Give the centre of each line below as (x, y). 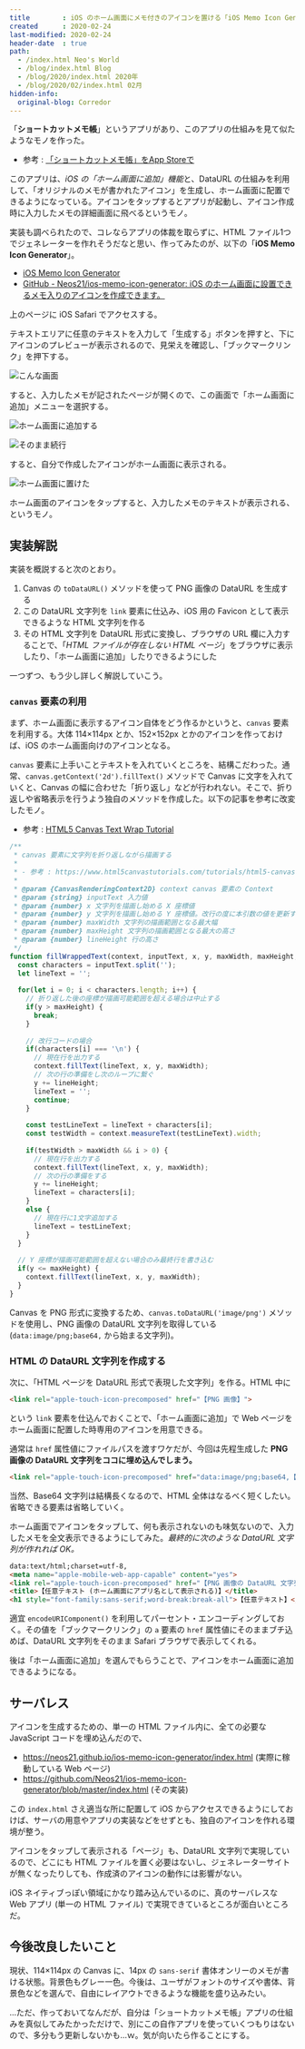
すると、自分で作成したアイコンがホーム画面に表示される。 (120, 465)
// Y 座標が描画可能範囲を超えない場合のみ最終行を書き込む (116, 1260)
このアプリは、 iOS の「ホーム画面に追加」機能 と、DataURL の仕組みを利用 (150, 179)
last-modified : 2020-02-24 (60, 34)
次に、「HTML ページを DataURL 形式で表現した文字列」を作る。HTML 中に (150, 1382)
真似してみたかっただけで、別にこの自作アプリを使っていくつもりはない (160, 2024)
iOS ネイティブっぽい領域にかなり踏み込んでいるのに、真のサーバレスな (144, 1892)
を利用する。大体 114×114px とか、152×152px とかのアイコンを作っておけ (146, 734)
